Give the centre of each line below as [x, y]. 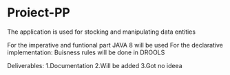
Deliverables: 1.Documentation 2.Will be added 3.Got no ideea [95, 65]
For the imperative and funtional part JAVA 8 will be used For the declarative [115, 45]
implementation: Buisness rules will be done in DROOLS [86, 52]
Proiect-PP [39, 13]
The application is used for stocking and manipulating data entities [102, 32]
